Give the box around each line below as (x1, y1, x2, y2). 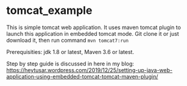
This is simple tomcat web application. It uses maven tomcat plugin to (6, 24, 182, 31)
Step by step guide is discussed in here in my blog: (6, 60, 135, 67)
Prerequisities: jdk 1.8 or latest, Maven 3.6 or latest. (6, 48, 135, 55)
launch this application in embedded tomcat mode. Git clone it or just (6, 30, 180, 37)
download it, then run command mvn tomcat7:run (6, 36, 129, 44)
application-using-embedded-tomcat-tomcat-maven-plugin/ (6, 73, 158, 80)
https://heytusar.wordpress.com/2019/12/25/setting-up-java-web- (6, 66, 172, 73)
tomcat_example (6, 4, 93, 18)
